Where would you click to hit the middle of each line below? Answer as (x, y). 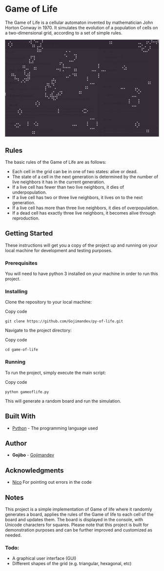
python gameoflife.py (27, 392)
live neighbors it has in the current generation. (59, 182)
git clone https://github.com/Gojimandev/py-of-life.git (64, 321)
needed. (13, 535)
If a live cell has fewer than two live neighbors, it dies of (68, 187)
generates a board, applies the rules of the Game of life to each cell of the (79, 514)
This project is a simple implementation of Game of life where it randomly (79, 509)
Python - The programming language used (55, 428)
